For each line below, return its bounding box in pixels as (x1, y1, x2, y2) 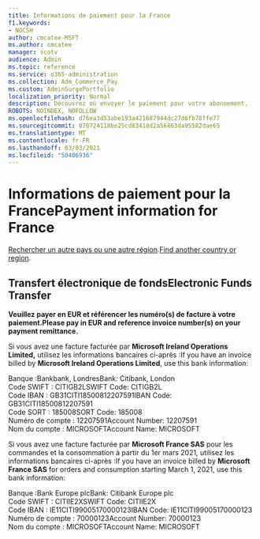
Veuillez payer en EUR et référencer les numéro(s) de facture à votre (8, 310, 236, 318)
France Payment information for (8, 202, 218, 220)
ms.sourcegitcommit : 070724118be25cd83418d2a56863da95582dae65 (8, 122, 221, 130)
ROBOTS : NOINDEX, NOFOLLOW (8, 107, 97, 115)
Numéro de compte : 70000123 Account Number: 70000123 (8, 514, 202, 522)
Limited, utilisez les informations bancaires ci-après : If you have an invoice (8, 350, 252, 360)
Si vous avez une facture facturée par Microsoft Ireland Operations (8, 341, 228, 351)
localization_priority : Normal (8, 92, 111, 100)
